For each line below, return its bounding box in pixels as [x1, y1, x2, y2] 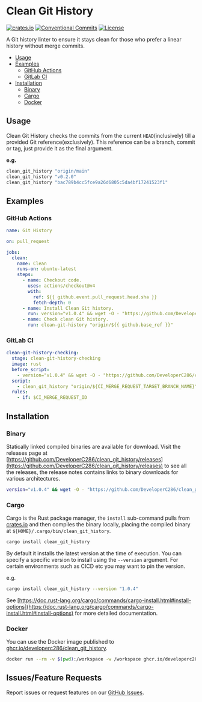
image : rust [11, 361, 42, 368]
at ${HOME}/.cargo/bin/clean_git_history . [6, 528, 111, 535]
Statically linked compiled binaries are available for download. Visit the [6, 443, 181, 450]
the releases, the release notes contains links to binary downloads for [6, 468, 179, 476]
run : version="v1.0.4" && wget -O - [28, 311, 120, 317]
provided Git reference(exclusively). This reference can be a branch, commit [6, 138, 195, 146]
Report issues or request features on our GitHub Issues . [6, 689, 144, 696]
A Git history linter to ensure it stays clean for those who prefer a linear [6, 35, 182, 43]
